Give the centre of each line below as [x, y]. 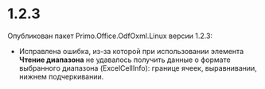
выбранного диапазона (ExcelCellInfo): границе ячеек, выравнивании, [138, 68]
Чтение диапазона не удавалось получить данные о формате [125, 60]
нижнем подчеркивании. [61, 76]
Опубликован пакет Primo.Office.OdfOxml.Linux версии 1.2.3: [110, 36]
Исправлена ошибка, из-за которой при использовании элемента [131, 51]
